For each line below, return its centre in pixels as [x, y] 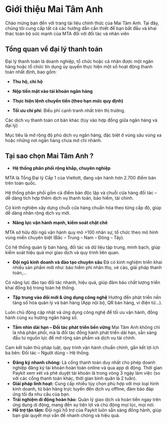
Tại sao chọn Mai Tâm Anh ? [49, 156]
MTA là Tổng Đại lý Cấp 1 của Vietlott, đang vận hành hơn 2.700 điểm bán [81, 177]
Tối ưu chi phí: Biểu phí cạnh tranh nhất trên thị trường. [69, 110]
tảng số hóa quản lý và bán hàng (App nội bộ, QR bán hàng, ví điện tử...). [87, 302]
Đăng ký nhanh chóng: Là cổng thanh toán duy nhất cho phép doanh [84, 362]
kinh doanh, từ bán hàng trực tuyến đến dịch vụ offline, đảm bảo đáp [83, 389]
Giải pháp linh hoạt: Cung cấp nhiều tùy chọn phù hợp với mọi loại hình [86, 383]
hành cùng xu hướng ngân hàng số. [42, 317]
